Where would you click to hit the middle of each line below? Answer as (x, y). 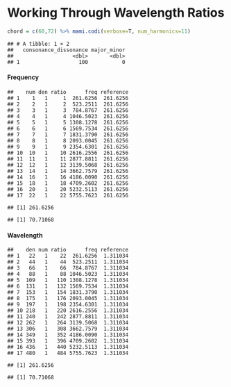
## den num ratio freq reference (68, 250)
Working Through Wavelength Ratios (116, 13)
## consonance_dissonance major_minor (67, 50)
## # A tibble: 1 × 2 (38, 44)
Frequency (23, 77)
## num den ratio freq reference (68, 92)
